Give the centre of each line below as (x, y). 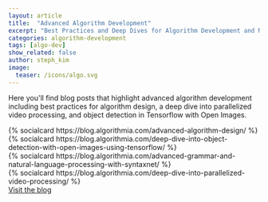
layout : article (35, 16)
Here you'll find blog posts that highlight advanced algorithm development (130, 97)
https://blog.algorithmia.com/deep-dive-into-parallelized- (150, 172)
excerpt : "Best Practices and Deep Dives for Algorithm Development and (132, 30)
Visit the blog (30, 189)
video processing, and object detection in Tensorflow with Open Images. (128, 115)
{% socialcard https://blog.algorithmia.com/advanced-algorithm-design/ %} (133, 130)
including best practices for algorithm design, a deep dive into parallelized (130, 106)
